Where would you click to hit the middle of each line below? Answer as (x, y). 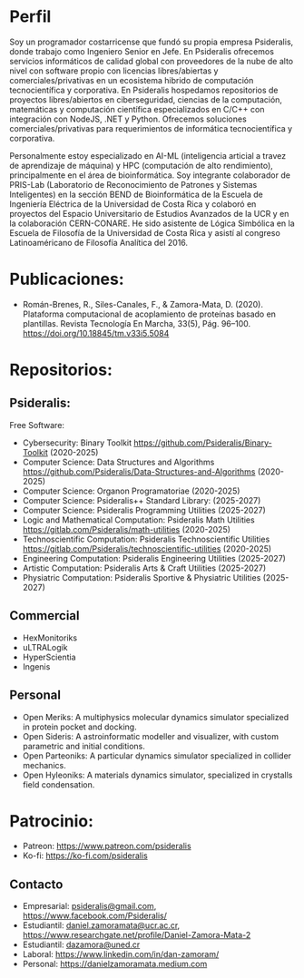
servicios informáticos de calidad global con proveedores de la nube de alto (152, 61)
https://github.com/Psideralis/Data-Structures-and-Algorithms (139, 471)
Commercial (44, 616)
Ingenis (36, 666)
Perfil (30, 17)
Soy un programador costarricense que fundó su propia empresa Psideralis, (152, 42)
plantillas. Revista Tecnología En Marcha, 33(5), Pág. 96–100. (137, 323)
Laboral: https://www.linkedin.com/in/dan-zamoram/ (121, 954)
